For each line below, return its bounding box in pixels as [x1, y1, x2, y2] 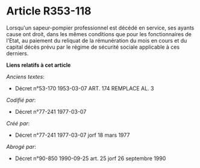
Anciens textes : [6, 73, 45, 80]
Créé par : [6, 119, 30, 127]
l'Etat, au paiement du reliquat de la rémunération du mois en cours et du [6, 37, 187, 44]
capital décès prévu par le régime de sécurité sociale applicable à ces [6, 43, 180, 51]
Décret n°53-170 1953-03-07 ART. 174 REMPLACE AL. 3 [14, 84, 154, 92]
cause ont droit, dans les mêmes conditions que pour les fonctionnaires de [6, 30, 192, 37]
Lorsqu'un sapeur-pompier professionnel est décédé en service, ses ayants [6, 24, 195, 31]
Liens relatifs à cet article [6, 61, 71, 69]
